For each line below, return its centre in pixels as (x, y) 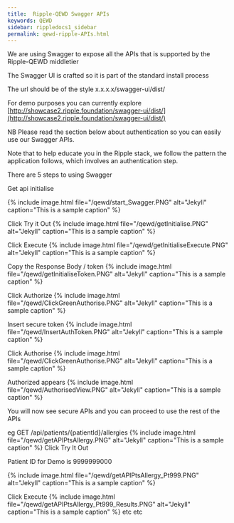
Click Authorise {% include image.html (64, 353)
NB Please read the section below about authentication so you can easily (115, 132)
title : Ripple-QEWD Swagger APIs (59, 14)
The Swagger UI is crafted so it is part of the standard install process (108, 76)
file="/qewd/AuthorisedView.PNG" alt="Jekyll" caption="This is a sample (114, 390)
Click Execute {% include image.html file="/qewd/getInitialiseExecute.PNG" (118, 245)
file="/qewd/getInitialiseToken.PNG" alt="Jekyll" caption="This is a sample (117, 274)
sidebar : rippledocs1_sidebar (52, 27)
